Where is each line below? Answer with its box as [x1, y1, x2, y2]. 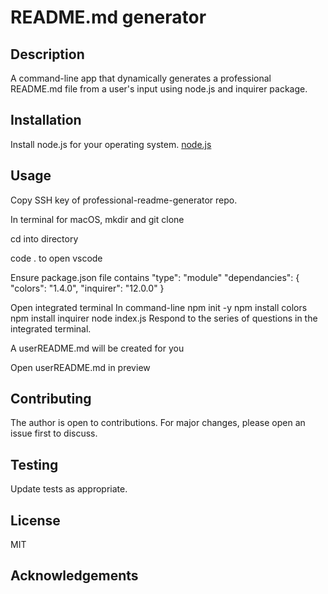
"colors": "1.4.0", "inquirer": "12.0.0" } [10, 282, 165, 294]
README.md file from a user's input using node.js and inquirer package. [10, 83, 308, 95]
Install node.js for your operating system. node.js [10, 138, 212, 150]
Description [10, 46, 85, 63]
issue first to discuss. [10, 427, 98, 440]
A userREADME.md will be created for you [10, 342, 185, 354]
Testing [10, 456, 59, 473]
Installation [10, 112, 82, 129]
